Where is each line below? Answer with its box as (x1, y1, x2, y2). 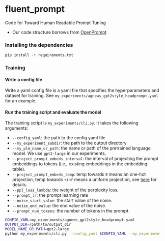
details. (12, 182, 27, 188)
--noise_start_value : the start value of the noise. (12, 198, 112, 204)
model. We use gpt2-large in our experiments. (12, 151, 107, 156)
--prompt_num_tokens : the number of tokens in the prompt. (12, 208, 130, 214)
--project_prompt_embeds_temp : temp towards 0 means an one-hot (12, 171, 146, 178)
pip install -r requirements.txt (5, 53, 74, 58)
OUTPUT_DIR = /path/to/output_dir (5, 222, 71, 227)
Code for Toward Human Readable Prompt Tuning (5, 20, 106, 26)
